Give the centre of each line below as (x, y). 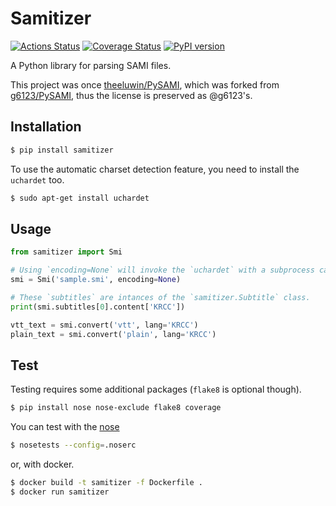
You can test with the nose (65, 427)
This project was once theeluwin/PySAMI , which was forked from (145, 84)
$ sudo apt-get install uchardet (80, 198)
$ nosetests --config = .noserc (73, 445)
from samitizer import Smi (66, 252)
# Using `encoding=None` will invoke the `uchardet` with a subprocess (162, 270)
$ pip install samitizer (62, 150)
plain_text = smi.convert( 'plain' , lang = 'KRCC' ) (113, 334)
